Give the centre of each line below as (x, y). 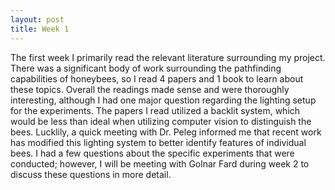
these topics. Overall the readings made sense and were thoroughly (150, 89)
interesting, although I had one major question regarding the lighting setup (163, 100)
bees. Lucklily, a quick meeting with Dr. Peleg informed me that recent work (166, 132)
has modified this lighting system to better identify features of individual (158, 142)
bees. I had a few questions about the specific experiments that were (152, 153)
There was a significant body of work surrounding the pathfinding (146, 68)
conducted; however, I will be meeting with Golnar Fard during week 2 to (160, 163)
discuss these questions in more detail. (91, 174)
